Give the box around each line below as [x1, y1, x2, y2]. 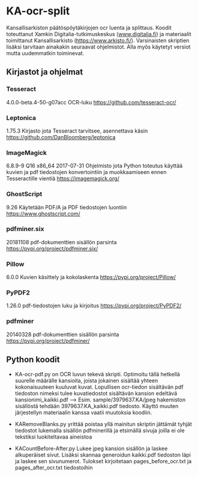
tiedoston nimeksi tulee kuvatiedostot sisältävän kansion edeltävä [14, 389, 178, 397]
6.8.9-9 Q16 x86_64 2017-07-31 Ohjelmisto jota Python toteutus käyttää [6, 162, 183, 169]
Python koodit [6, 355, 60, 365]
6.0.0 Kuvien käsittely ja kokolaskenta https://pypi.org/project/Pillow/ [6, 274, 176, 281]
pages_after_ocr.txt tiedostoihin [14, 464, 93, 471]
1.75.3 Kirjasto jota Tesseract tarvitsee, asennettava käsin [6, 127, 148, 134]
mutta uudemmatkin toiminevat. [6, 49, 85, 56]
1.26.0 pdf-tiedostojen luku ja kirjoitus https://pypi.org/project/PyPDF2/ [6, 302, 182, 310]
